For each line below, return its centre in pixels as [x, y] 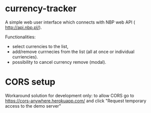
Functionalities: [20, 37]
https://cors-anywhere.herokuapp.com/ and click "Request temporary [76, 101]
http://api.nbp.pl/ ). [24, 27]
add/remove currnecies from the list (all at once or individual [73, 52]
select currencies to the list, [40, 46]
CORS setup [30, 82]
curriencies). [25, 56]
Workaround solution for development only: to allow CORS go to [70, 95]
